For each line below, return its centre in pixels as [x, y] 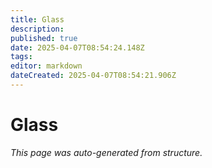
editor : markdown [46, 66]
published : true [44, 38]
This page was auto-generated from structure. [106, 152]
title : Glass [37, 19]
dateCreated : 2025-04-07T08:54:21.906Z [93, 76]
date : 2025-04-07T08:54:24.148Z [77, 47]
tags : [21, 57]
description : [37, 29]
